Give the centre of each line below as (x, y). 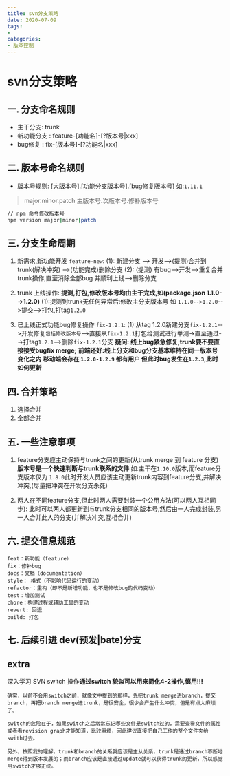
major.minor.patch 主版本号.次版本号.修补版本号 (91, 200)
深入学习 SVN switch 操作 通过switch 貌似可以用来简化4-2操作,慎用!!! (105, 682)
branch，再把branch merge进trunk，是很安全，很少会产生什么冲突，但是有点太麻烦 (112, 703)
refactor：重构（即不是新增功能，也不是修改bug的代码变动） (83, 588)
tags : (15, 26)
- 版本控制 (21, 45)
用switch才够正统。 (32, 766)
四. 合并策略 (32, 391)
